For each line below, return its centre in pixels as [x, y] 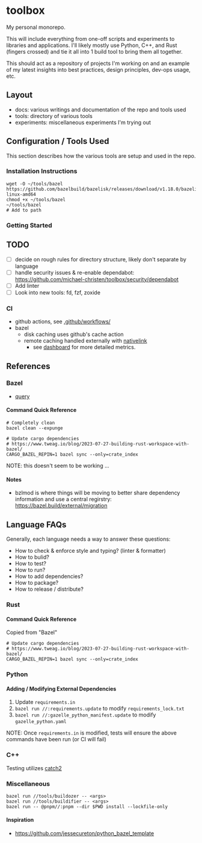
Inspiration [20, 820]
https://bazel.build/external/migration [61, 506]
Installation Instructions [42, 171]
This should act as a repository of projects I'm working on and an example [98, 63]
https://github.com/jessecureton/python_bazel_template [84, 833]
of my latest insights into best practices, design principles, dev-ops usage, [99, 69]
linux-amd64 [21, 194]
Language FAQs [36, 524]
